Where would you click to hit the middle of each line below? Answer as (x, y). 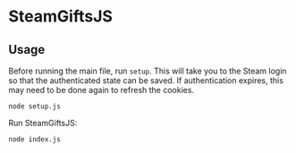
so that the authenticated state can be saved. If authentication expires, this (146, 81)
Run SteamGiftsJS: (43, 123)
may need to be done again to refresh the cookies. (101, 90)
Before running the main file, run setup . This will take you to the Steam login (148, 71)
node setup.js (35, 106)
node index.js (35, 140)
